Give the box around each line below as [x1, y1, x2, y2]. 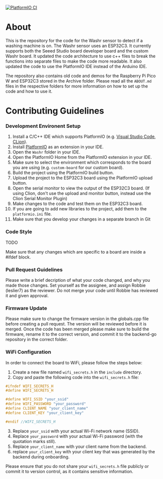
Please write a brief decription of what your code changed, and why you [5, 277, 150, 283]
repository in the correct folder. [5, 337, 68, 342]
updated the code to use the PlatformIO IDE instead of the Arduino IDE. [5, 63, 147, 69]
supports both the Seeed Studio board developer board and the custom [5, 48, 148, 53]
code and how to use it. [5, 88, 53, 94]
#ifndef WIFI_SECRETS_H [5, 384, 54, 389]
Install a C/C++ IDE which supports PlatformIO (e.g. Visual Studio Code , [12, 134, 156, 139]
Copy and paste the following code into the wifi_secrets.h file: [12, 374, 139, 380]
